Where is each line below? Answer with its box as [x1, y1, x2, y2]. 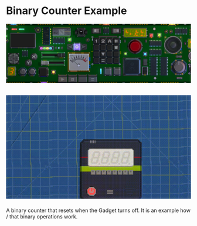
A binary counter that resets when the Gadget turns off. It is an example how [6, 207, 191, 214]
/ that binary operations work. [6, 213, 78, 220]
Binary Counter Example [6, 4, 127, 18]
